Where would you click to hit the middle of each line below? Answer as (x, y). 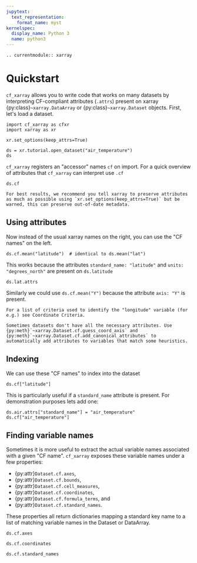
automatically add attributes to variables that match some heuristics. (97, 341)
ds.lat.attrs (22, 282)
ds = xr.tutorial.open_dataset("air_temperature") (69, 150)
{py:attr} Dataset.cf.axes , (45, 474)
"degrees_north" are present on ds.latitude (59, 271)
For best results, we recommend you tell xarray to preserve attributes (97, 194)
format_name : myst (39, 22)
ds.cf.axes (19, 533)
